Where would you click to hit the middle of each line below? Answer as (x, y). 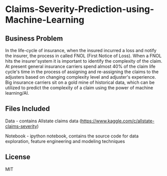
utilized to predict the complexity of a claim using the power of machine (79, 88)
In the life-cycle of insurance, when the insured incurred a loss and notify (81, 50)
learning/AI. (17, 93)
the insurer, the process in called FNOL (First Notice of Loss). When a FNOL (83, 56)
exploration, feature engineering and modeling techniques (65, 141)
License (18, 157)
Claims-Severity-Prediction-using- (80, 9)
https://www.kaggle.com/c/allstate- (118, 121)
